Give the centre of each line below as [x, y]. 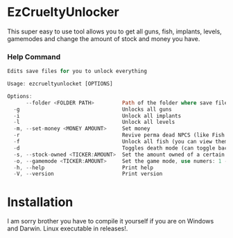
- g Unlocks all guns [93, 109]
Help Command [34, 56]
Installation [40, 202]
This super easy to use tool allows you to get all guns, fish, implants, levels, [114, 31]
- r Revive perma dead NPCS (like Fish [119, 135]
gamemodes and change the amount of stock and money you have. [104, 38]
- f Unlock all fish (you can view [113, 142]
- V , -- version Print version [88, 174]
